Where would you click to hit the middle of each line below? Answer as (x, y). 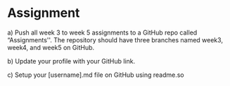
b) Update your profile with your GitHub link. (71, 61)
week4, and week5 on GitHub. (51, 47)
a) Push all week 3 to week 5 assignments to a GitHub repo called (102, 32)
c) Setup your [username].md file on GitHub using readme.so (96, 75)
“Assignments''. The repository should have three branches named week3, (115, 39)
